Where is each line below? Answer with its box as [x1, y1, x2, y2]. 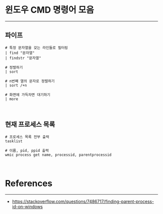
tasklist [5, 139, 23, 144]
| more [5, 97, 18, 101]
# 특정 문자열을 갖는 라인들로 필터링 [5, 45, 68, 50]
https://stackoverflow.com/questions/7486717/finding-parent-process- [12, 198, 154, 204]
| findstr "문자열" [5, 55, 41, 61]
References [5, 178, 52, 189]
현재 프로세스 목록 [5, 120, 55, 129]
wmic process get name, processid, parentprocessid [5, 152, 112, 157]
